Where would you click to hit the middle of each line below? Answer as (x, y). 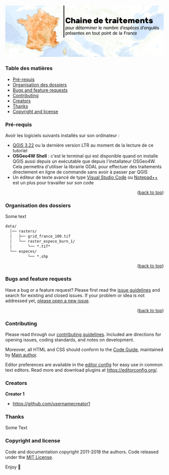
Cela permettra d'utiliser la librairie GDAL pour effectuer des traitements (87, 166)
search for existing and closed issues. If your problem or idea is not (75, 295)
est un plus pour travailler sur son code (53, 183)
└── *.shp (38, 257)
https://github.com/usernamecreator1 (51, 404)
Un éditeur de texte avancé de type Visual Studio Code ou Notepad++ (85, 177)
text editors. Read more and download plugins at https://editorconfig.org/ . (82, 370)
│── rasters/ (23, 231)
